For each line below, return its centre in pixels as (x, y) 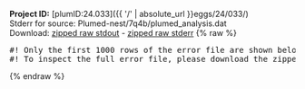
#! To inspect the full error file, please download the (139, 59)
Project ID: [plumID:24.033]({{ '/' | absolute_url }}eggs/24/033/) (129, 14)
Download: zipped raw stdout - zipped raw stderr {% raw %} (123, 33)
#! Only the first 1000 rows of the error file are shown (141, 50)
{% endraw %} (37, 76)
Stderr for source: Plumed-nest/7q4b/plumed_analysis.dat (118, 23)
